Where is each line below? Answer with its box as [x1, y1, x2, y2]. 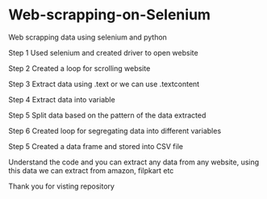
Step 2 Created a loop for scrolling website [8, 63, 151, 73]
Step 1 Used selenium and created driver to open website [8, 48, 199, 57]
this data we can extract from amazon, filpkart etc [8, 165, 174, 175]
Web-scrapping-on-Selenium [8, 6, 211, 24]
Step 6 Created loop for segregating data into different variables [8, 126, 222, 135]
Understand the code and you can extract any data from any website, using [8, 157, 260, 167]
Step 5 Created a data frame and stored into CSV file [8, 141, 184, 151]
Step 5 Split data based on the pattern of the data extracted [8, 110, 207, 120]
